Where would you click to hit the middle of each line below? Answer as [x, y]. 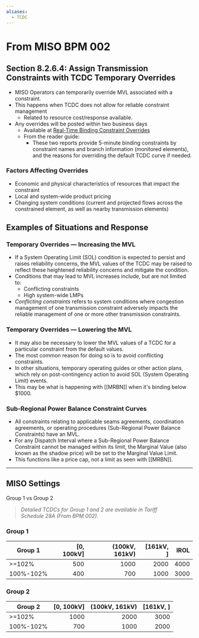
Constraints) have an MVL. [47, 434]
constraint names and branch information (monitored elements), [110, 149]
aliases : [17, 12]
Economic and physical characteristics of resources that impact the [97, 183]
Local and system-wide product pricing [63, 196]
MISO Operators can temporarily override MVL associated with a [94, 92]
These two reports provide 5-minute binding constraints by [104, 143]
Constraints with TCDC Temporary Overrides [91, 78]
